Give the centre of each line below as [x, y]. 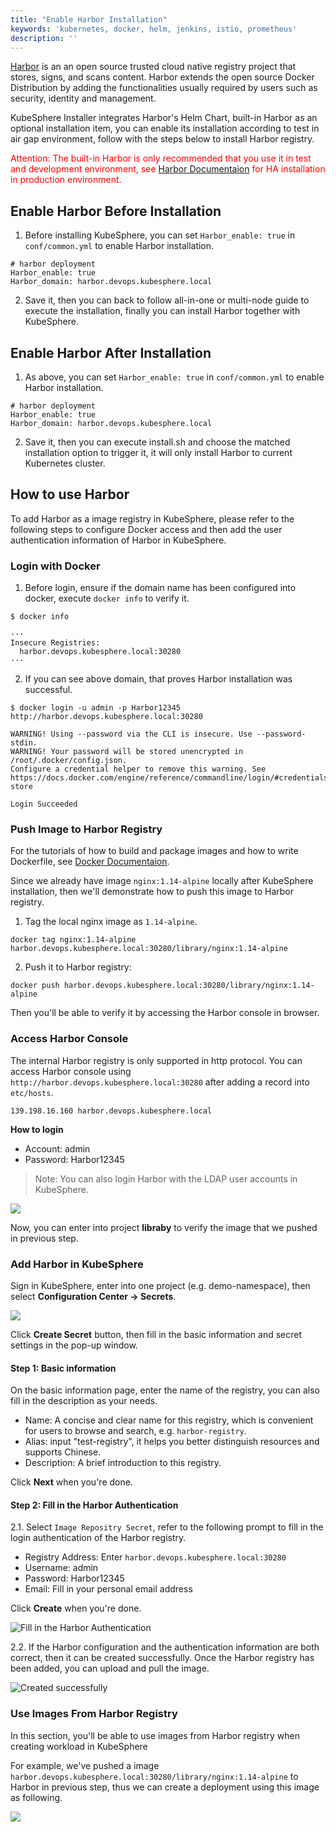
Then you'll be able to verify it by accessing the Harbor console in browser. [165, 1013]
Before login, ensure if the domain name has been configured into [160, 588]
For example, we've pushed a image [85, 1765]
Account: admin [57, 1148]
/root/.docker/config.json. [69, 761]
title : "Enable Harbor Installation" [89, 19]
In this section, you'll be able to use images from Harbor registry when [155, 1735]
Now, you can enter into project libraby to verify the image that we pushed [164, 1227]
